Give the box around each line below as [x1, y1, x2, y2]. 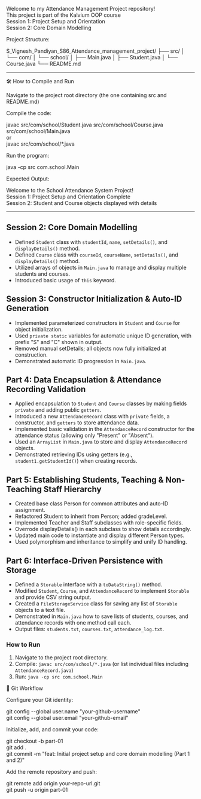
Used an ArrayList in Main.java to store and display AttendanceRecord [14, 438, 187, 445]
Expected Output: [6, 175, 50, 182]
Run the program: [6, 152, 50, 159]
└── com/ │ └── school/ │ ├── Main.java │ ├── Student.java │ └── [6, 54, 178, 61]
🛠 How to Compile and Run [6, 78, 74, 85]
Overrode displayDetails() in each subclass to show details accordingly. [14, 526, 191, 533]
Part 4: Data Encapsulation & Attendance [6, 375, 162, 385]
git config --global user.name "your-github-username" [6, 708, 141, 715]
